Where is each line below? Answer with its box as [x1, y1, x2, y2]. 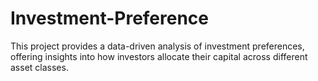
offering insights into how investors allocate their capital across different [10, 50, 308, 62]
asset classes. [10, 61, 69, 73]
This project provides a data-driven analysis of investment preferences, [10, 40, 305, 52]
